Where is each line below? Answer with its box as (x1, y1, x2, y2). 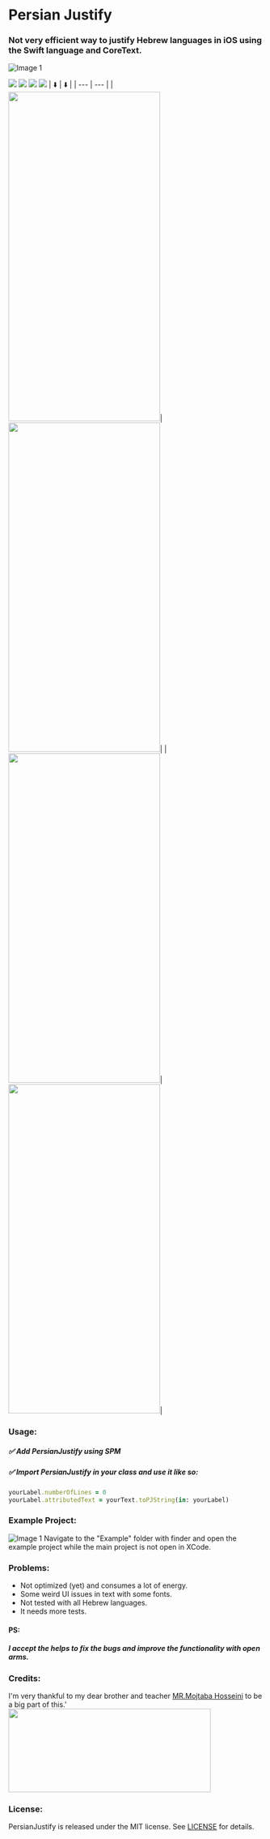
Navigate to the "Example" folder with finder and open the (44, 1533, 237, 1543)
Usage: (8, 1426, 38, 1438)
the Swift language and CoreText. (8, 45, 142, 56)
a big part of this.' (8, 1700, 67, 1709)
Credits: (8, 1672, 41, 1683)
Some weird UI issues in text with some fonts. (19, 1589, 172, 1599)
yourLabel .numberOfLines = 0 (8, 1488, 107, 1496)
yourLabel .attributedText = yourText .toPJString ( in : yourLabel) (8, 1495, 230, 1504)
